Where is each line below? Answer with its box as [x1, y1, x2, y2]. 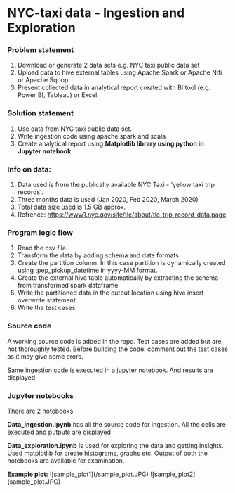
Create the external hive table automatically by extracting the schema [17, 274, 219, 282]
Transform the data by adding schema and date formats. [17, 251, 181, 260]
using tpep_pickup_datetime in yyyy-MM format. [17, 266, 158, 275]
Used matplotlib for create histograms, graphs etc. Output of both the [7, 449, 208, 457]
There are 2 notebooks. [7, 406, 75, 415]
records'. [17, 188, 43, 196]
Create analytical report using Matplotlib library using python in [17, 139, 205, 148]
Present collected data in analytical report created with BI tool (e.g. [17, 83, 211, 92]
